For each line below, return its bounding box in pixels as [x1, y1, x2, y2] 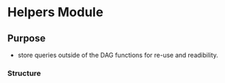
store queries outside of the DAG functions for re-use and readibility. [17, 51, 219, 59]
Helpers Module [7, 4, 104, 20]
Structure [7, 68, 41, 78]
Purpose [7, 32, 46, 44]
